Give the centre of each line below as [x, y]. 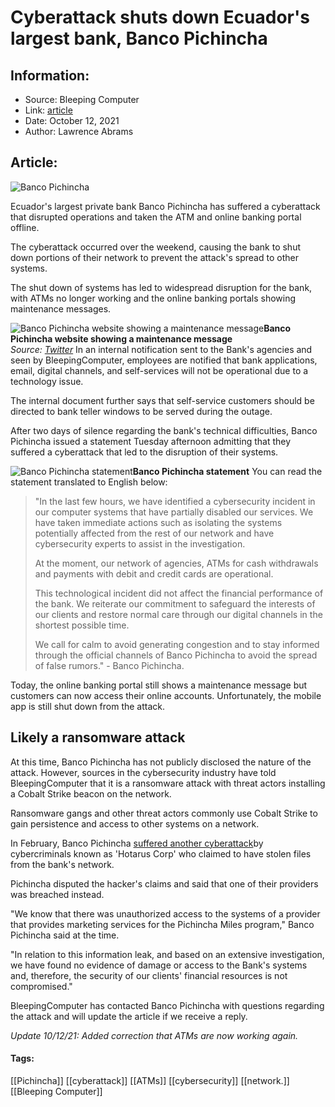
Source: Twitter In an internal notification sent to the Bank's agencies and [161, 349]
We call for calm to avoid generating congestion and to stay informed [177, 644]
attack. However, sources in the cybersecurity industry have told [143, 772]
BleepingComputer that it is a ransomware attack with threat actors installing [168, 783]
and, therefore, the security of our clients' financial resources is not [149, 975]
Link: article [48, 110]
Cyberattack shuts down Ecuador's [160, 17]
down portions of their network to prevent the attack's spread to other [154, 257]
